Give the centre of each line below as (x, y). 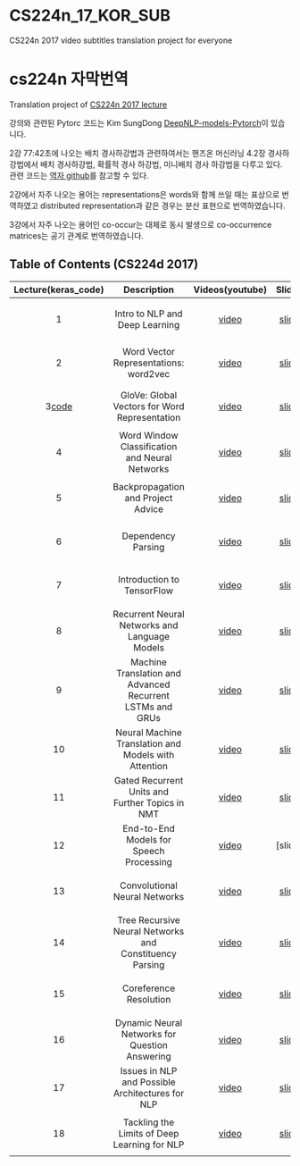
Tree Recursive (149, 919)
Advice (148, 508)
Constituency (148, 953)
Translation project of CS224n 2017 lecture (88, 105)
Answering (149, 1056)
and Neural (149, 457)
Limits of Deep (149, 1133)
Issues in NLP (149, 1070)
